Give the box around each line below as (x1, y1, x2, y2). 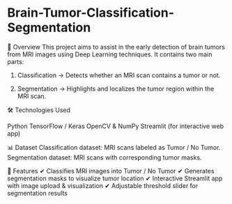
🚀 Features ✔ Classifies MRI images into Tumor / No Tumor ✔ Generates (7, 166, 215, 175)
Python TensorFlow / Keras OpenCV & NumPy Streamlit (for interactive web (7, 122, 224, 130)
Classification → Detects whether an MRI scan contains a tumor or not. (17, 71, 221, 79)
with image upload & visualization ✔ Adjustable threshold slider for (7, 181, 199, 189)
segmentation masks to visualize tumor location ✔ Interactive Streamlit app (7, 174, 223, 182)
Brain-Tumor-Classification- (7, 5, 175, 21)
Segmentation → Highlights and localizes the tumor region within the (17, 84, 215, 93)
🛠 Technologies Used (7, 106, 71, 114)
